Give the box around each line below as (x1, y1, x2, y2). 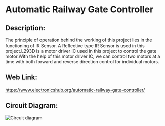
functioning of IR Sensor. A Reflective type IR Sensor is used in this (5, 43, 145, 49)
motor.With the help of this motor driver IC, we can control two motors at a (5, 53, 160, 59)
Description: (5, 24, 46, 32)
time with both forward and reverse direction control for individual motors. (5, 59, 159, 64)
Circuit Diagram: (5, 101, 58, 110)
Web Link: (5, 73, 38, 82)
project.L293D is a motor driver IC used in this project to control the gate (5, 48, 157, 54)
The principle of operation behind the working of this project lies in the (5, 37, 153, 43)
